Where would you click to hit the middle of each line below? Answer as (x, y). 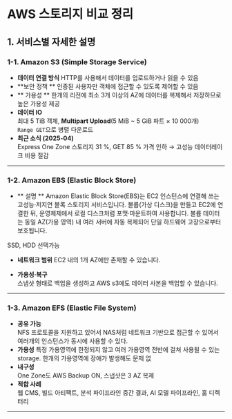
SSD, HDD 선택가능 (33, 245)
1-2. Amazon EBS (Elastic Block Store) (72, 180)
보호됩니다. (32, 231)
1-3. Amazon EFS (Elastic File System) (72, 308)
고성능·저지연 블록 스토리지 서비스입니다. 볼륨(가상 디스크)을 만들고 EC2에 (116, 205)
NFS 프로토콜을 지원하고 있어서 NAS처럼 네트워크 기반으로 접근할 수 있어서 (118, 333)
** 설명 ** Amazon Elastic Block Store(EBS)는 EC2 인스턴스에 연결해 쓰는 (118, 196)
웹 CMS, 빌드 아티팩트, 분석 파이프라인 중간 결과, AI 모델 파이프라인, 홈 (112, 393)
